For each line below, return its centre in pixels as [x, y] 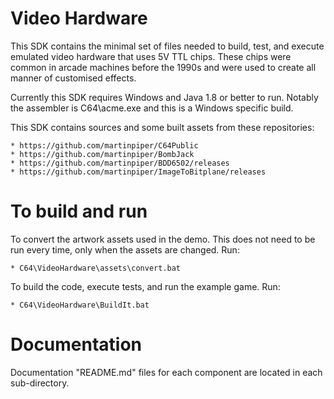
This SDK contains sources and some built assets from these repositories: [162, 127]
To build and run [79, 211]
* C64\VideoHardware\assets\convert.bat [96, 268]
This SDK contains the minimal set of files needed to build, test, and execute [167, 46]
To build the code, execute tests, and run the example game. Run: [145, 286]
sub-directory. [40, 383]
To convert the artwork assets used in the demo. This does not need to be [163, 239]
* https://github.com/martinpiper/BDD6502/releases [120, 163]
